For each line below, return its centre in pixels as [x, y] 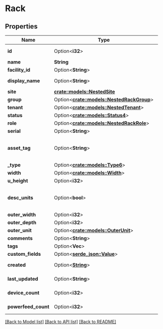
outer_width [22, 215]
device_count [24, 293]
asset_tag [19, 148]
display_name [24, 81]
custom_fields [24, 254]
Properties [21, 26]
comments [20, 238]
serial [14, 131]
